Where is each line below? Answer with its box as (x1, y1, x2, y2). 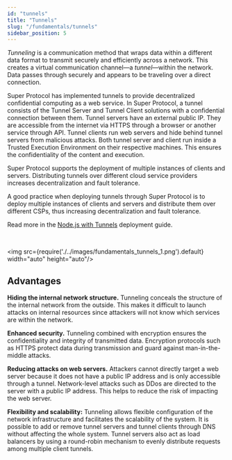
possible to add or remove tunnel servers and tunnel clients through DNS (7, 422, 216, 431)
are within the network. (7, 315, 74, 324)
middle (7, 352, 27, 360)
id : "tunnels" (7, 10, 49, 17)
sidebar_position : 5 (7, 29, 67, 37)
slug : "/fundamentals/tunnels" (7, 23, 98, 30)
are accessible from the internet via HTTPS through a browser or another (7, 121, 217, 129)
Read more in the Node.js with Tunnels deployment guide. (7, 220, 173, 229)
